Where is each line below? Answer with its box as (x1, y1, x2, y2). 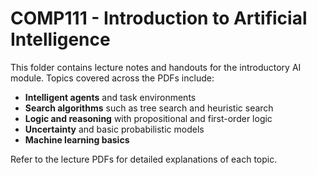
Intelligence (10, 28, 111, 51)
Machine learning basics (24, 133, 130, 146)
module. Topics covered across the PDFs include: (10, 72, 215, 84)
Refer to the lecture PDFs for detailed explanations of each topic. (10, 153, 278, 165)
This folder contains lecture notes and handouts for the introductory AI (10, 61, 302, 73)
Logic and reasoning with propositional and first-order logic (24, 112, 273, 124)
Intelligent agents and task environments (24, 91, 197, 103)
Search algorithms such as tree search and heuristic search (24, 102, 274, 114)
